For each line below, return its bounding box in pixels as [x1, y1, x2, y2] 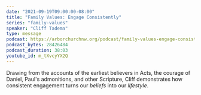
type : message [6, 31, 42, 37]
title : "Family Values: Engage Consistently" [6, 14, 121, 20]
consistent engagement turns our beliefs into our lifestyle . [6, 81, 149, 89]
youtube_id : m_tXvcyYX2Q [6, 53, 68, 59]
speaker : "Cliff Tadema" [6, 25, 68, 31]
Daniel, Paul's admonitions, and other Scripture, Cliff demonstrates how [6, 75, 182, 83]
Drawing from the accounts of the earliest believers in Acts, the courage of [6, 69, 191, 76]
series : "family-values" [6, 20, 68, 26]
